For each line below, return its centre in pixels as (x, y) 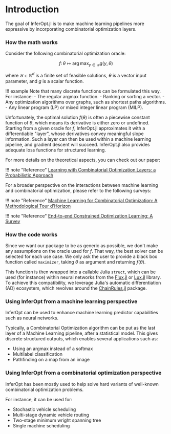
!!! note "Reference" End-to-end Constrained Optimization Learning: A (79, 215)
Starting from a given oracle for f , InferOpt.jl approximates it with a (75, 128)
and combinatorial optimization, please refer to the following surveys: (78, 190)
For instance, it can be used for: (39, 399)
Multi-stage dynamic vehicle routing (51, 415)
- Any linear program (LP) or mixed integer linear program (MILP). (74, 107)
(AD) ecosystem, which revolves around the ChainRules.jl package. (76, 288)
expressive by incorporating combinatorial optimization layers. (71, 29)
